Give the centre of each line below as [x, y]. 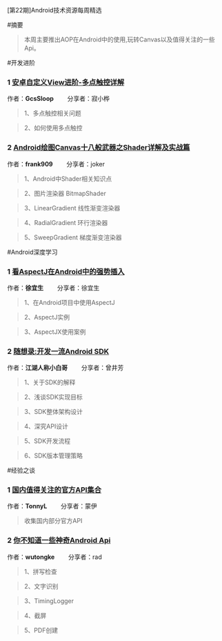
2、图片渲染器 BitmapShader [65, 193]
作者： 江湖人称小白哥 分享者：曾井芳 [65, 368]
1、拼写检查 [40, 571]
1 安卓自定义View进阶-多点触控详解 [66, 82]
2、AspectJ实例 [47, 317]
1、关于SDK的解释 [50, 382]
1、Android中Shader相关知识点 [68, 179]
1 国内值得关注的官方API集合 [54, 490]
